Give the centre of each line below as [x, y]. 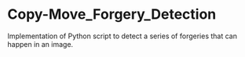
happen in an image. [40, 44]
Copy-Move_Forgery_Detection [112, 14]
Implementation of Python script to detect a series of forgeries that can [122, 36]
